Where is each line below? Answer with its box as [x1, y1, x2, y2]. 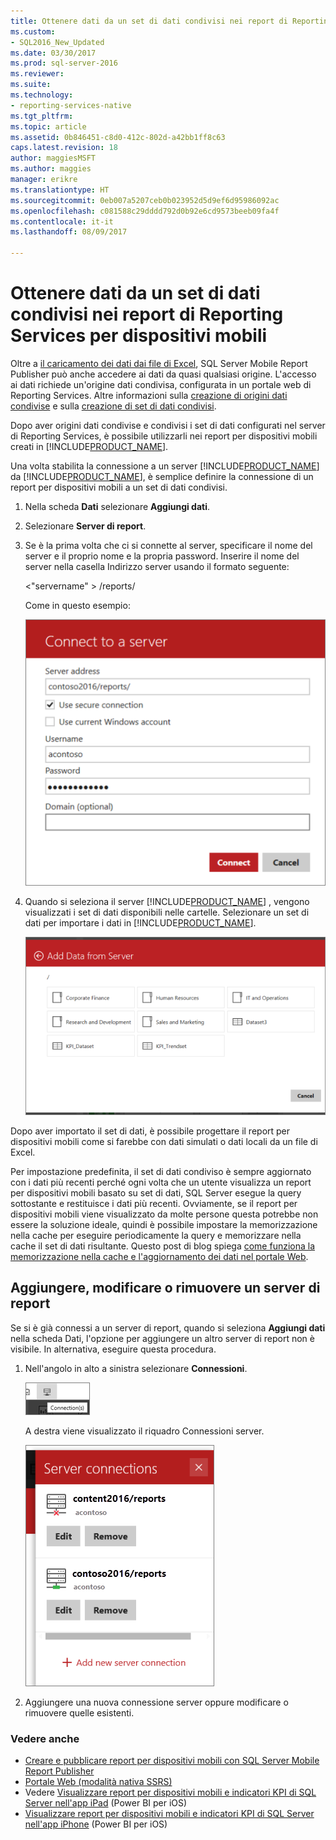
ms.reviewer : [10, 69, 65, 79]
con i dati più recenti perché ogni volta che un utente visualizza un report [10, 1176, 312, 1189]
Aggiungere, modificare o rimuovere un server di [10, 1280, 321, 1297]
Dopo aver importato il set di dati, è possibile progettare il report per [10, 1125, 291, 1137]
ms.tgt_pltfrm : [10, 111, 74, 121]
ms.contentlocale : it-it [10, 216, 114, 227]
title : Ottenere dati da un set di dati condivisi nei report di [10, 16, 288, 26]
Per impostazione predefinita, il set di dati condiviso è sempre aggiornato [10, 1166, 312, 1178]
